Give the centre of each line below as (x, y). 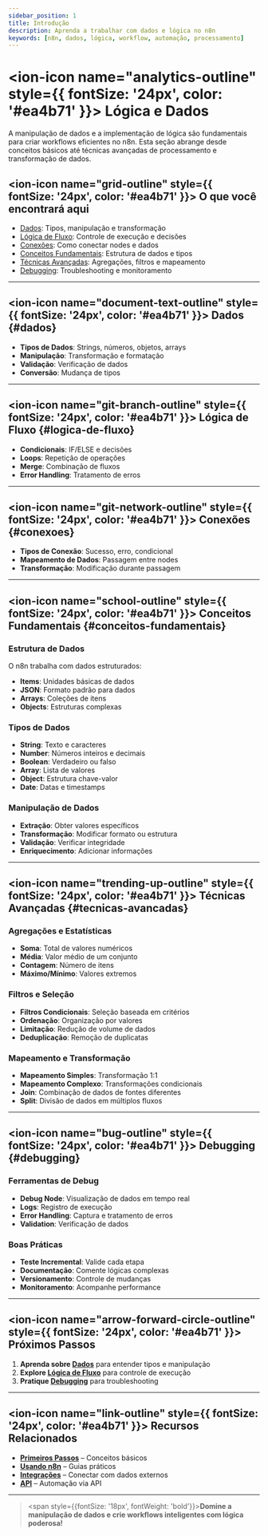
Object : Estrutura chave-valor (69, 779)
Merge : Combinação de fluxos (70, 466)
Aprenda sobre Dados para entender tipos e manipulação (115, 1364)
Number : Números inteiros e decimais (83, 753)
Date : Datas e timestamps (62, 788)
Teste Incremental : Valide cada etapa (82, 1262)
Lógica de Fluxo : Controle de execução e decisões (103, 237)
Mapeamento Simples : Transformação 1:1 (89, 1075)
